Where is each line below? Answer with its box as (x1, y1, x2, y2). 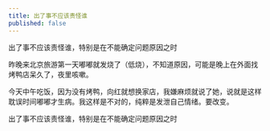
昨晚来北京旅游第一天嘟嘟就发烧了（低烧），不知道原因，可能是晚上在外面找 (8, 59, 259, 69)
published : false (8, 19, 67, 27)
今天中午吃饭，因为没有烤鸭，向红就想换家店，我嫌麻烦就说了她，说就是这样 (8, 86, 262, 96)
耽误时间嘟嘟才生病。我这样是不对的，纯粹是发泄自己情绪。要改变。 (8, 96, 234, 106)
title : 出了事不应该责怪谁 (8, 11, 88, 20)
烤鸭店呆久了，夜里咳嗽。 (8, 69, 93, 79)
